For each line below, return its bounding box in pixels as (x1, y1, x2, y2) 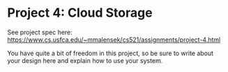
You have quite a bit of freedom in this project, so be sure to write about (7, 49, 214, 57)
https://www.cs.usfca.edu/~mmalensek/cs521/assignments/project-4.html (7, 35, 221, 43)
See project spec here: (7, 28, 73, 36)
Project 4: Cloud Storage (7, 5, 153, 21)
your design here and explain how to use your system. (7, 56, 163, 64)
